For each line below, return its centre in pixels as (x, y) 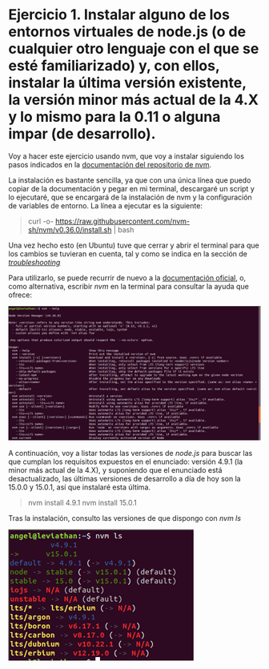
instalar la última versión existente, (127, 83)
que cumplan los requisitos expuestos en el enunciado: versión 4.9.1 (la (126, 461)
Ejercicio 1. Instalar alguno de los (119, 15)
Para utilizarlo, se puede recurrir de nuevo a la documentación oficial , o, (127, 277)
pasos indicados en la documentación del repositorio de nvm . (110, 164)
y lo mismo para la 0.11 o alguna (114, 117)
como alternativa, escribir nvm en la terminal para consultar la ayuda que (129, 286)
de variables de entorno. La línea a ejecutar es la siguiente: (105, 205)
